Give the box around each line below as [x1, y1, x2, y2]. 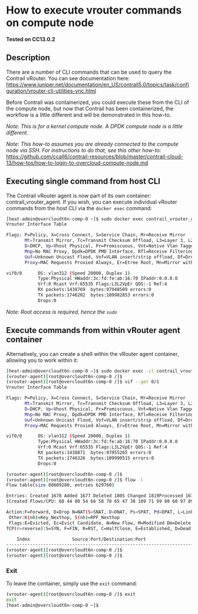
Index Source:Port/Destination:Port [16, 536, 146, 542]
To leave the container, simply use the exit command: [6, 580, 137, 587]
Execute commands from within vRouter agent [6, 325, 181, 335]
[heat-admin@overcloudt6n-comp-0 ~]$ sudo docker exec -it [6, 368, 154, 374]
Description [6, 53, 50, 63]
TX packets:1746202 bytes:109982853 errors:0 [37, 292, 154, 298]
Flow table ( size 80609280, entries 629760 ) [6, 482, 115, 488]
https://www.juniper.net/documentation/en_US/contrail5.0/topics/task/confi [6, 81, 190, 88]
